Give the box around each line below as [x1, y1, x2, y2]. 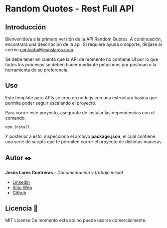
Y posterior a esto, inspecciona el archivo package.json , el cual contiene [5, 133, 156, 139]
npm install [5, 124, 30, 130]
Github [12, 190, 26, 196]
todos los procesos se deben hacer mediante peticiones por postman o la [5, 62, 157, 67]
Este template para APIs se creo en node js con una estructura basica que [5, 94, 158, 100]
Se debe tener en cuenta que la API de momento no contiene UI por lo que [5, 56, 159, 62]
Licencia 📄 [5, 204, 38, 213]
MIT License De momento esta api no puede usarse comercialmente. [5, 218, 147, 224]
